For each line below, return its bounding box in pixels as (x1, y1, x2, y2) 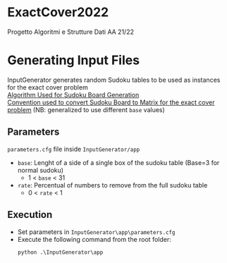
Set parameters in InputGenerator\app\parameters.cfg (17, 227, 176, 236)
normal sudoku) (17, 166, 64, 174)
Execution (7, 209, 53, 221)
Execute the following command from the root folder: (17, 235, 171, 243)
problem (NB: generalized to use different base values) (7, 105, 166, 114)
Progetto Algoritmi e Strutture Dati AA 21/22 (7, 27, 134, 36)
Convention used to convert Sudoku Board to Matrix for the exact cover (7, 98, 215, 106)
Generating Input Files (7, 52, 140, 68)
